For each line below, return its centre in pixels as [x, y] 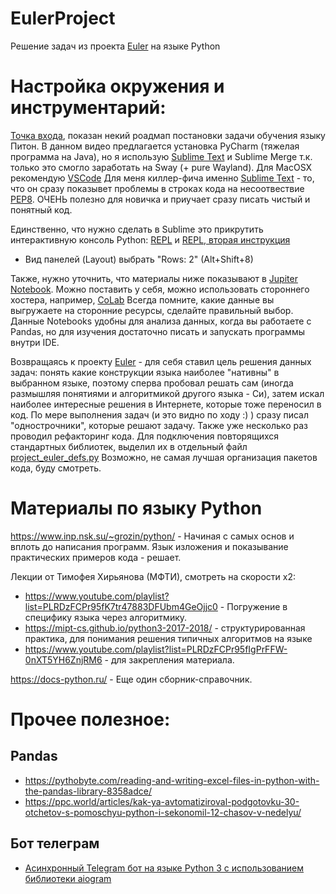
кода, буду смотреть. [56, 468]
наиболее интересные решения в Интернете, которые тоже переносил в [166, 404]
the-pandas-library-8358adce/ [88, 791]
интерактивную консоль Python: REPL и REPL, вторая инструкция [150, 239]
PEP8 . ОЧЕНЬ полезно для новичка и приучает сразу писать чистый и [160, 199]
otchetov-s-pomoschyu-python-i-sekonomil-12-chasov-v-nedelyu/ [163, 812]
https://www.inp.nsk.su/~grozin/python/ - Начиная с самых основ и [152, 536]
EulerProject [63, 18]
